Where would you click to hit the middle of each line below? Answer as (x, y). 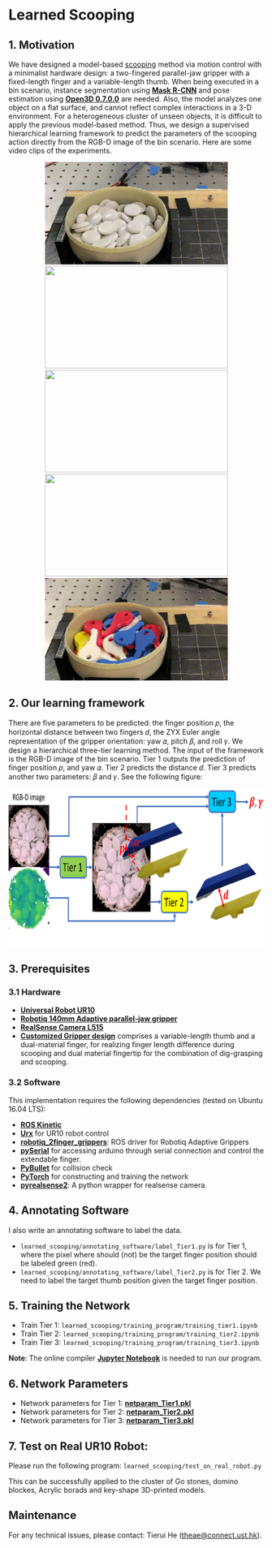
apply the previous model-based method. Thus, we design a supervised (129, 125)
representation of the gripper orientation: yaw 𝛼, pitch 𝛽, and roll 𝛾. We (126, 741)
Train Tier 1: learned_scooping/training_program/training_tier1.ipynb (139, 1326)
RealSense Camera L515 (62, 1027)
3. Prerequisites (50, 969)
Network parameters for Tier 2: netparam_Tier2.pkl (107, 1412)
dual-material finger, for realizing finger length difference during (127, 1044)
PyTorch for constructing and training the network (104, 1176)
